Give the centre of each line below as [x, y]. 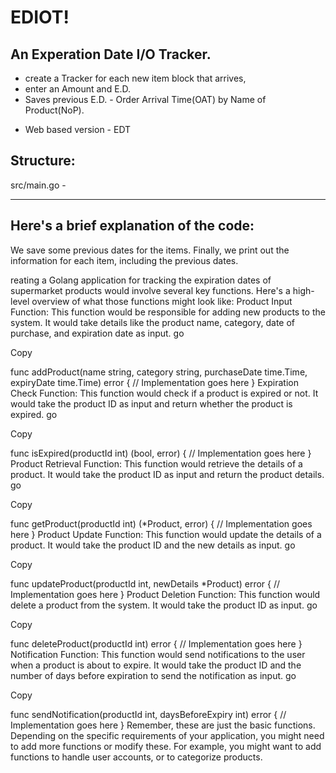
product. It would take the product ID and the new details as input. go [153, 545]
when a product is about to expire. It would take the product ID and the [156, 665]
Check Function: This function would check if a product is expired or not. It [164, 393]
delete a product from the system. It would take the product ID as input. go [164, 605]
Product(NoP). [54, 110]
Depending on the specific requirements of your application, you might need [167, 735]
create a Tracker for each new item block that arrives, [135, 78]
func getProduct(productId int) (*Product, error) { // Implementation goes [161, 523]
